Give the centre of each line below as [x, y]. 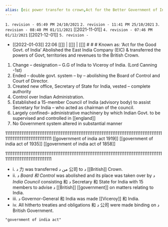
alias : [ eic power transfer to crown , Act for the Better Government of [81, 10]
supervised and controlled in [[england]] [54, 118]
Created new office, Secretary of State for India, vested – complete [81, 86]
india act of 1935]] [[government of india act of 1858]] [60, 144]
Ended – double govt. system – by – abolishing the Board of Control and [86, 75]
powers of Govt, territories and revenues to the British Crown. [76, 55]
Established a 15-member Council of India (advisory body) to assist [81, 102]
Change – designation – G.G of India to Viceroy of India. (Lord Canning [85, 65]
